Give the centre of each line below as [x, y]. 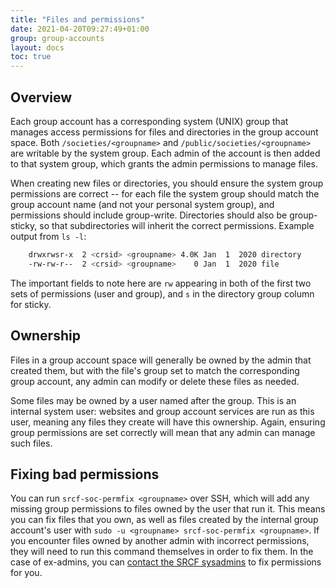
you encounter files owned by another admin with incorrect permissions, [160, 541]
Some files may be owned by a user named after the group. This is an [153, 400]
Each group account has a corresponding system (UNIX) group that [149, 121]
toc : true [31, 57]
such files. [31, 443]
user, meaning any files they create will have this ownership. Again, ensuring [168, 422]
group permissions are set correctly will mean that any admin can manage [163, 432]
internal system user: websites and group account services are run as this [162, 411]
